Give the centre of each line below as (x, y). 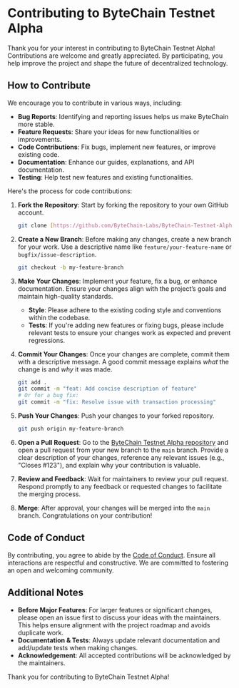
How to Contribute (49, 86)
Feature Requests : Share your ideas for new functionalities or (108, 132)
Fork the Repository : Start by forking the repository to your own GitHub (123, 205)
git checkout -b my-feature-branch (71, 267)
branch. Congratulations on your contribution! (85, 515)
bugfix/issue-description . (57, 254)
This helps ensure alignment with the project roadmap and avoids (114, 625)
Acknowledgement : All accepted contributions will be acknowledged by (124, 655)
